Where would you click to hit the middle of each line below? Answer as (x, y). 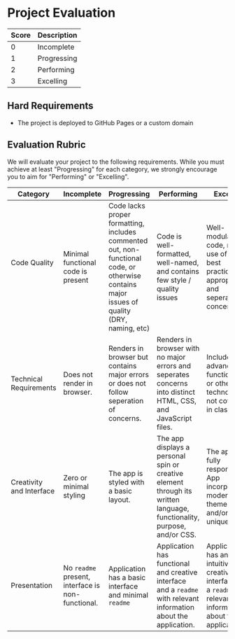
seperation (126, 400)
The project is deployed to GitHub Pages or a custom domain (105, 122)
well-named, (178, 262)
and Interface (33, 491)
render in (78, 383)
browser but (128, 357)
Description (57, 35)
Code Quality (32, 262)
